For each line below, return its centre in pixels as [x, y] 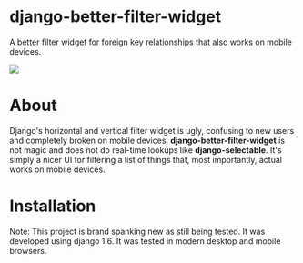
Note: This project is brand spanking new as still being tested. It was [137, 231]
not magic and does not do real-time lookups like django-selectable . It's [146, 150]
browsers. [28, 250]
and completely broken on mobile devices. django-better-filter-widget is [147, 140]
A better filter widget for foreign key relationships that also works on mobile [151, 42]
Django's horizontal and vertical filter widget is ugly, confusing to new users [152, 130]
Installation [53, 206]
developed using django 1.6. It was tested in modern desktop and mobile [145, 241]
